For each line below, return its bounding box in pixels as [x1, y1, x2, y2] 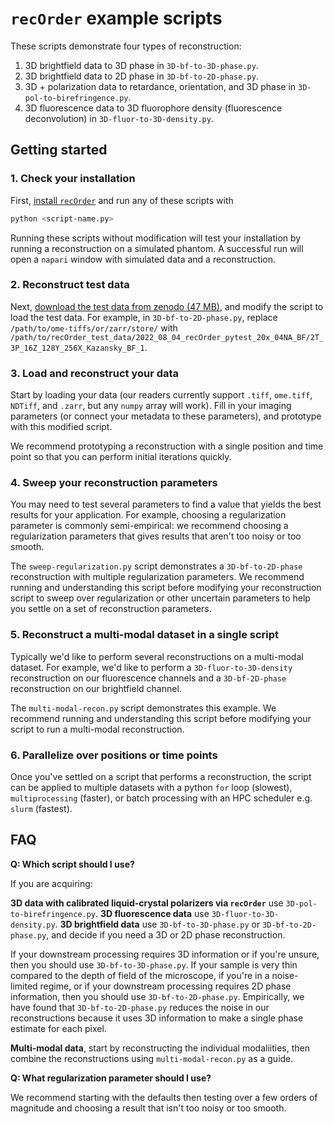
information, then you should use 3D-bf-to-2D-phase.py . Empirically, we [10, 990, 305, 1002]
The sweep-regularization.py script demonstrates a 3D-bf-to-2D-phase [10, 560, 303, 572]
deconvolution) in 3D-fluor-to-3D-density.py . [24, 112, 214, 124]
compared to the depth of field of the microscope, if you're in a [10, 969, 270, 981]
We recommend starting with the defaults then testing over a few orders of [10, 1091, 318, 1103]
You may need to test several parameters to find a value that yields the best [10, 498, 322, 511]
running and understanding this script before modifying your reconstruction [10, 582, 322, 594]
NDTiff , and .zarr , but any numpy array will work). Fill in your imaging [10, 400, 292, 412]
